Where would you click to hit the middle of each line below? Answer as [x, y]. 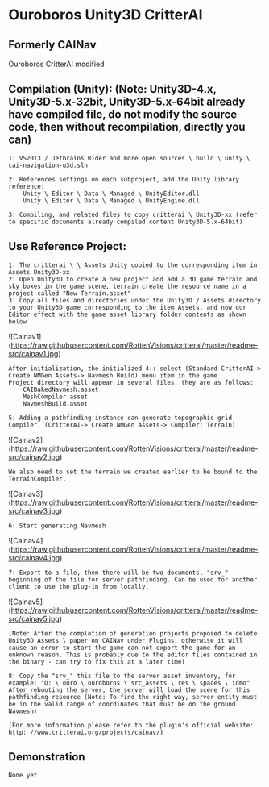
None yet [23, 776]
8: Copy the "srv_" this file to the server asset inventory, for [122, 676]
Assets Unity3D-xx [39, 272]
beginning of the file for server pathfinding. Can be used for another [133, 579]
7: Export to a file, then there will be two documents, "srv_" [118, 573]
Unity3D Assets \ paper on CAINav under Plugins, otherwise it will [126, 640]
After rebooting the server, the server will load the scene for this [129, 690]
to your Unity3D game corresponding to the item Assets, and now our [128, 307]
